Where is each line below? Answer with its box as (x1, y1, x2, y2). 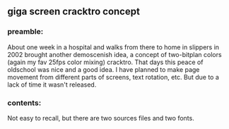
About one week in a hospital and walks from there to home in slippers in (7, 42, 220, 51)
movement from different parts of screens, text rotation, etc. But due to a (7, 73, 219, 81)
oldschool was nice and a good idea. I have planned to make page (7, 65, 200, 73)
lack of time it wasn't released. (7, 80, 97, 89)
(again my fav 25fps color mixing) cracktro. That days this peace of (7, 58, 204, 66)
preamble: (7, 27, 44, 37)
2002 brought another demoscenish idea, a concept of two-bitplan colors (7, 50, 222, 59)
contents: (7, 98, 42, 108)
